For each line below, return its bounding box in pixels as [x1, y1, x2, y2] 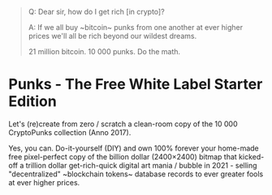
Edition [8, 92, 57, 111]
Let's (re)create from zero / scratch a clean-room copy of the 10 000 [8, 119, 238, 129]
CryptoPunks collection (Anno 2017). [8, 127, 132, 137]
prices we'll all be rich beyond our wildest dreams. [28, 32, 197, 40]
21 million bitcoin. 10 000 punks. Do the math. [28, 47, 181, 56]
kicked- [238, 151, 265, 161]
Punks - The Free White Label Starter [8, 75, 263, 94]
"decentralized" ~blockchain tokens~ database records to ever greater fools [8, 169, 264, 179]
